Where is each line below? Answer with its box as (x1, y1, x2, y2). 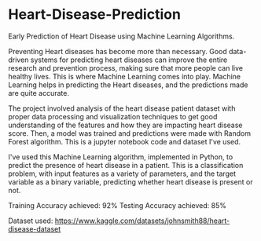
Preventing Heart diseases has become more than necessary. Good (8, 46, 228, 56)
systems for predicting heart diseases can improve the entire (30, 55, 228, 64)
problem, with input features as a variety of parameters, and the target (8, 169, 236, 178)
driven (8, 55, 29, 64)
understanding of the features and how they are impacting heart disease (8, 120, 243, 130)
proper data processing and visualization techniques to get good (8, 111, 218, 121)
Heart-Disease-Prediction (8, 5, 181, 24)
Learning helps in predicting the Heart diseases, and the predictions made (8, 80, 248, 89)
